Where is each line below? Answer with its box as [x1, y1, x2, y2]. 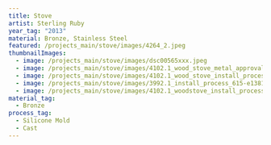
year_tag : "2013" [8, 27, 67, 35]
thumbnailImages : [8, 49, 67, 57]
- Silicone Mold [15, 117, 70, 125]
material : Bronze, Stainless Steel [8, 34, 128, 43]
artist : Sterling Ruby [8, 19, 85, 27]
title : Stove [8, 11, 52, 20]
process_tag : [8, 110, 52, 118]
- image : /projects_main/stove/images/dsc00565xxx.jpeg [15, 57, 207, 65]
